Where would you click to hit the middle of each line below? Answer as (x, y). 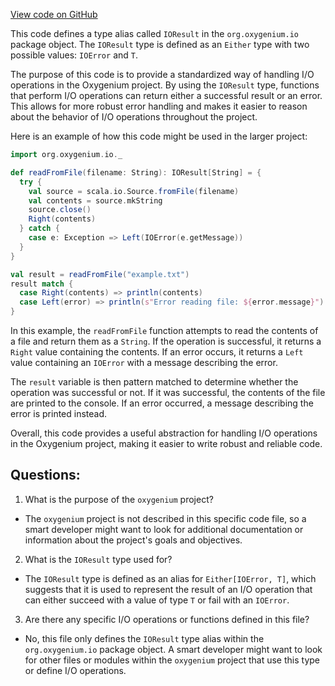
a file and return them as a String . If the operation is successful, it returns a (166, 341)
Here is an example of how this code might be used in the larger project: (159, 136)
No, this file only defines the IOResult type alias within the (144, 638)
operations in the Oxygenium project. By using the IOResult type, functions (165, 85)
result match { (42, 284)
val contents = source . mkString (95, 200)
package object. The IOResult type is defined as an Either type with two (160, 44)
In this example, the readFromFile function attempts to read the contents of (164, 330)
